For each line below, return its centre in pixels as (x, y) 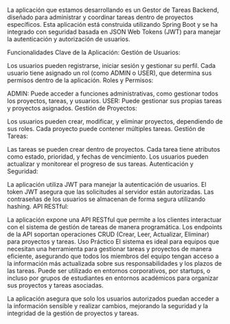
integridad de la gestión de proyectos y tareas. (73, 313)
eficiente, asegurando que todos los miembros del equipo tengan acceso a (113, 256)
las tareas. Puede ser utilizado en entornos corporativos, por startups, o (109, 271)
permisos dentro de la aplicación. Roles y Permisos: (80, 80)
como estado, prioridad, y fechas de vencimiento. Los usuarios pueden (108, 157)
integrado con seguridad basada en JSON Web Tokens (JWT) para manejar (114, 32)
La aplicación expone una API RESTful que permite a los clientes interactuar (114, 220)
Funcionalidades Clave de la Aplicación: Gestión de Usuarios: (94, 52)
